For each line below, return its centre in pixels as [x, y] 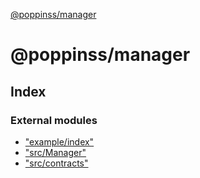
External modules [54, 120]
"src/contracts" [56, 163]
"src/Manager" [55, 152]
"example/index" [59, 141]
